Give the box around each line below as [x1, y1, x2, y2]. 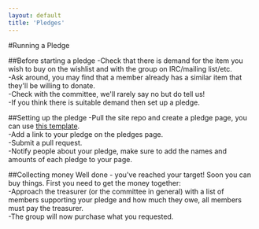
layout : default [8, 11, 61, 20]
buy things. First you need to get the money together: [8, 178, 181, 187]
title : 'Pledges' [8, 19, 65, 27]
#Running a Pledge [8, 40, 70, 50]
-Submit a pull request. [8, 138, 83, 147]
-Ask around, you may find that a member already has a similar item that [8, 72, 242, 82]
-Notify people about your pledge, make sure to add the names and [8, 146, 227, 156]
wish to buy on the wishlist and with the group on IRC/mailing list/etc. [8, 64, 232, 73]
